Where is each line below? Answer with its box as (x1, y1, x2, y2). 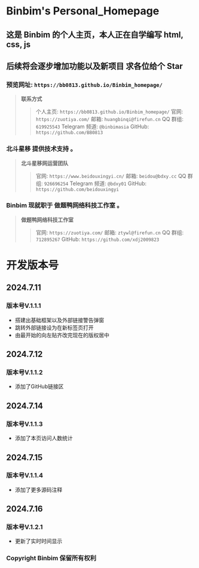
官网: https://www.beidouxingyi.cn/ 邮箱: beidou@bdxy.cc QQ (35, 172, 186, 179)
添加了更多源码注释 (14, 486, 63, 493)
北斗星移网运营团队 (20, 159, 69, 167)
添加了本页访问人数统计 (14, 434, 73, 442)
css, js (6, 39, 31, 49)
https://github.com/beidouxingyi (35, 186, 120, 192)
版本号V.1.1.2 (6, 368, 43, 377)
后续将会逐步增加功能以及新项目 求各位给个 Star (6, 61, 183, 71)
